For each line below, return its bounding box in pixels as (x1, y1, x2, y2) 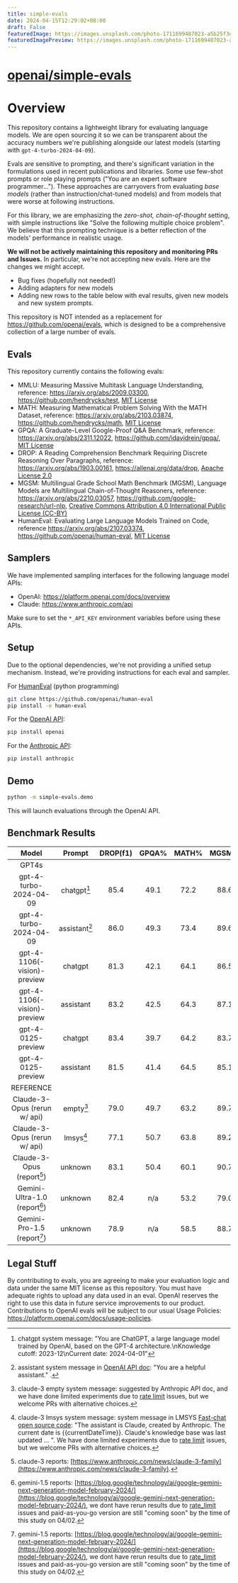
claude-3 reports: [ (17, 1457, 73, 1466)
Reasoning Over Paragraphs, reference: (17, 456, 134, 465)
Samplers (7, 552, 51, 564)
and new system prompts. (17, 299, 94, 307)
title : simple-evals (7, 10, 69, 18)
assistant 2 (59, 922, 93, 934)
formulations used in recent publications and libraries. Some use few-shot (7, 167, 223, 176)
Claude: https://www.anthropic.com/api (17, 600, 133, 608)
